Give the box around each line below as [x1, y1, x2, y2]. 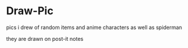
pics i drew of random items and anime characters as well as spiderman [6, 24, 183, 31]
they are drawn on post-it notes [6, 35, 84, 42]
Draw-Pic [6, 4, 54, 18]
